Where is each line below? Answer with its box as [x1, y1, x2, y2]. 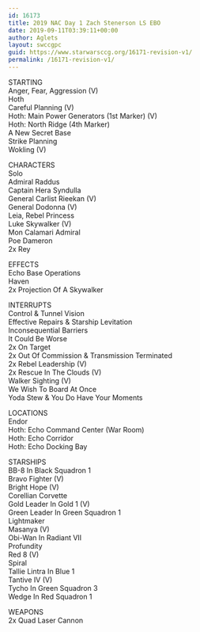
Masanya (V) [8, 524, 50, 534]
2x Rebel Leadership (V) [8, 359, 87, 368]
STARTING [8, 77, 43, 87]
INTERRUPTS [8, 300, 52, 310]
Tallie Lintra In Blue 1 [8, 566, 75, 576]
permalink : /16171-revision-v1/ [8, 56, 115, 64]
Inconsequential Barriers [8, 326, 89, 335]
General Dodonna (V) [8, 202, 77, 211]
